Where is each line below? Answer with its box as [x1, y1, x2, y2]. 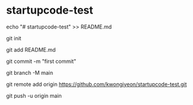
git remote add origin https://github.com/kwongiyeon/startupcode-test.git [6, 81, 187, 88]
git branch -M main [6, 69, 54, 76]
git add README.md [6, 46, 56, 53]
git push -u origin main [6, 92, 62, 99]
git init [6, 34, 22, 42]
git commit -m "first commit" [6, 58, 76, 65]
